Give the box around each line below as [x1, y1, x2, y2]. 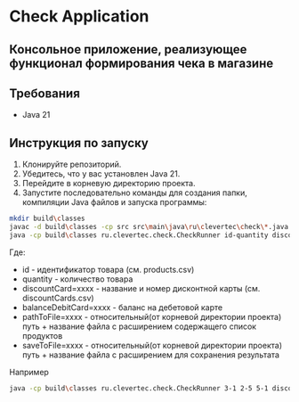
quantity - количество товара [21, 274, 133, 284]
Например [9, 366, 49, 377]
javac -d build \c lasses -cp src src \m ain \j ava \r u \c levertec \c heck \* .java [9, 223, 289, 232]
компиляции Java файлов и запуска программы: [21, 197, 207, 208]
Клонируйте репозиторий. [21, 159, 122, 170]
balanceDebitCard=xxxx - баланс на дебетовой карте [21, 301, 223, 313]
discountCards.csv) [21, 292, 95, 303]
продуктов [21, 330, 63, 340]
